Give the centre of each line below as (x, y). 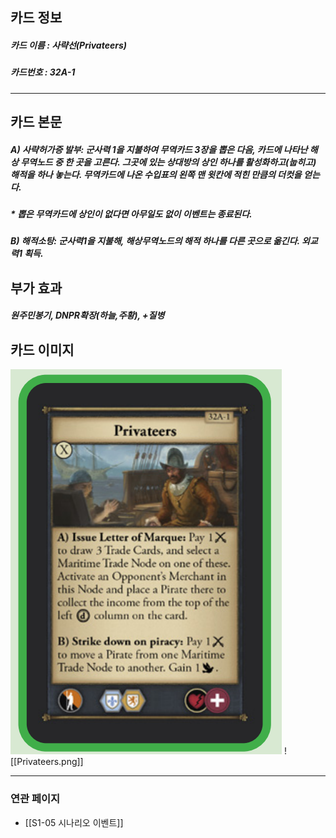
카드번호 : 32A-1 (43, 72)
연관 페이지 (35, 799)
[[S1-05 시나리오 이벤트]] (74, 822)
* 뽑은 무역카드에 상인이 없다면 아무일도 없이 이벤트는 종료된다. (131, 214)
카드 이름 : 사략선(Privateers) (68, 45)
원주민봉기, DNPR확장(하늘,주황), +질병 (87, 315)
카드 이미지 (42, 349)
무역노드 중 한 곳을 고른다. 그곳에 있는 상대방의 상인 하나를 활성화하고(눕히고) (168, 162)
